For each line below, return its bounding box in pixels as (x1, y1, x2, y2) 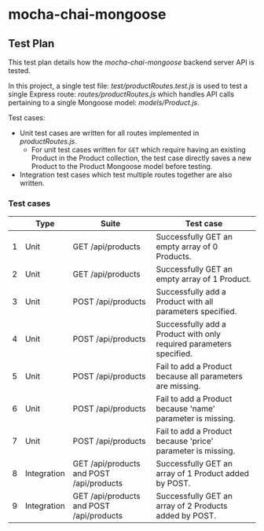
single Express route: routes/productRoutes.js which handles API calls (8, 90, 234, 99)
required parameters (156, 339, 232, 350)
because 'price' (156, 436, 214, 447)
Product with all (156, 296, 214, 307)
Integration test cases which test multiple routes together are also (19, 170, 233, 179)
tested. (8, 66, 31, 75)
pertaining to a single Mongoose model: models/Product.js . (8, 98, 200, 107)
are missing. (156, 381, 201, 392)
